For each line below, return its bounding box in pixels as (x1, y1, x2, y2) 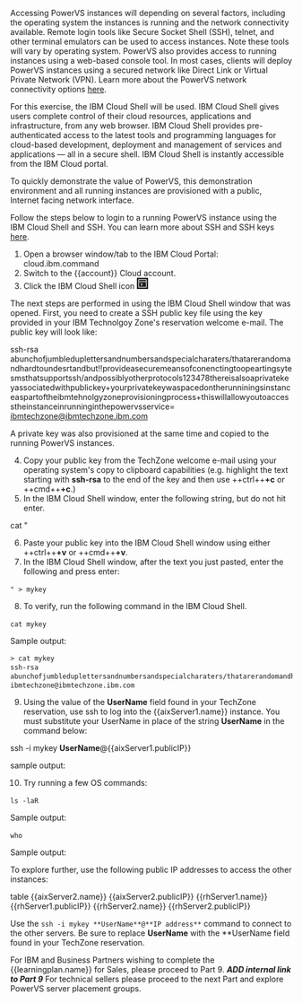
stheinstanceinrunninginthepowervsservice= (10, 401, 176, 412)
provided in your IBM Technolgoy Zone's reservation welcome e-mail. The (10, 318, 284, 327)
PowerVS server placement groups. (10, 983, 142, 994)
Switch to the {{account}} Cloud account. (22, 268, 177, 278)
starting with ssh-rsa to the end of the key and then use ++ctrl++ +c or (22, 475, 285, 484)
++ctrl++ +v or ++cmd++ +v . (22, 547, 128, 557)
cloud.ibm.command (22, 258, 99, 268)
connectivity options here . (10, 84, 107, 94)
